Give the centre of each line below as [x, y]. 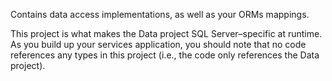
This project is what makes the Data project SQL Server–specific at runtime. [166, 33]
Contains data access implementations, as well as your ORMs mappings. [160, 14]
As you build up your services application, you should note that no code [158, 44]
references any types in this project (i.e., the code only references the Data [165, 55]
